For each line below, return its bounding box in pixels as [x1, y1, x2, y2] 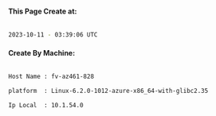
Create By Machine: [8, 48, 76, 57]
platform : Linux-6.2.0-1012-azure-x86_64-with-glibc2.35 [8, 87, 209, 95]
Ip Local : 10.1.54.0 [8, 102, 84, 110]
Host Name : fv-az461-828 [8, 72, 94, 81]
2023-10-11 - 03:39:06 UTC [8, 31, 98, 39]
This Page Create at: [8, 6, 77, 16]
